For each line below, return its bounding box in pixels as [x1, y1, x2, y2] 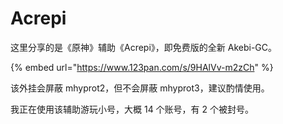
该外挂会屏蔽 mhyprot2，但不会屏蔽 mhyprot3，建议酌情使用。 [10, 82, 270, 94]
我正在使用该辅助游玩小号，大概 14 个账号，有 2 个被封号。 [10, 103, 255, 115]
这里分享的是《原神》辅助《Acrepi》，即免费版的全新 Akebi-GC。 [10, 41, 278, 53]
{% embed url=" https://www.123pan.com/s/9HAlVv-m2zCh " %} [10, 61, 274, 73]
